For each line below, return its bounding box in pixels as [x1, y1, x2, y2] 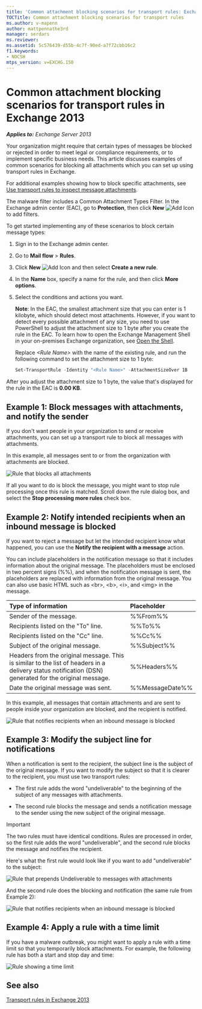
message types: [6, 229, 46, 236]
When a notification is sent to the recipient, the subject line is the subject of [6, 760, 194, 767]
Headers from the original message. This [9, 651, 124, 659]
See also [6, 980, 39, 990]
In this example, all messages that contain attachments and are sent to [6, 699, 181, 706]
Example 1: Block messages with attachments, [6, 402, 183, 412]
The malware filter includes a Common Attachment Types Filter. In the [6, 198, 179, 205]
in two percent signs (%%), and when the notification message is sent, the [6, 568, 191, 575]
